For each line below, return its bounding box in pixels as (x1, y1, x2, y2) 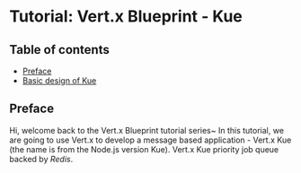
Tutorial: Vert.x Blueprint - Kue (9, 6, 243, 27)
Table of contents (9, 42, 110, 57)
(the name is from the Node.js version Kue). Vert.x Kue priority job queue (9, 143, 279, 154)
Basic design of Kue (22, 75, 97, 86)
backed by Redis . (9, 153, 74, 164)
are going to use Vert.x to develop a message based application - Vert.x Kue (9, 134, 292, 145)
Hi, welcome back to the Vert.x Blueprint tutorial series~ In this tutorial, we (9, 125, 285, 135)
